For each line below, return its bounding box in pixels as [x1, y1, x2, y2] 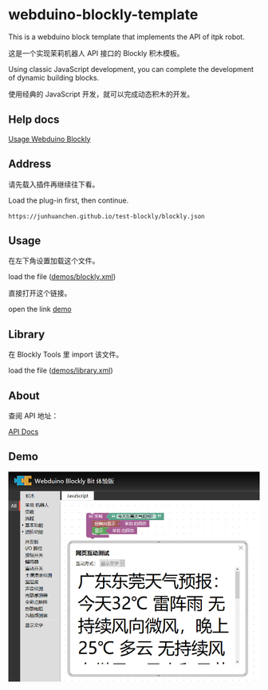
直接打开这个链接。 [8, 289, 72, 298]
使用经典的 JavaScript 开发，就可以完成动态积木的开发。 [8, 89, 195, 99]
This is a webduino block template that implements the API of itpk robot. [8, 32, 245, 41]
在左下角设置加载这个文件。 [8, 256, 100, 266]
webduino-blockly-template [8, 6, 199, 24]
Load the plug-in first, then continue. [8, 195, 129, 205]
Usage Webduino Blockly [8, 134, 91, 144]
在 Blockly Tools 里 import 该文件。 [8, 349, 124, 360]
